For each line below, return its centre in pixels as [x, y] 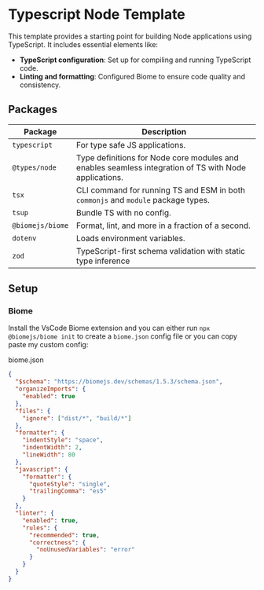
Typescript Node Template [97, 15]
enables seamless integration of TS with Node [161, 167]
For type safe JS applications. [131, 145]
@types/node [35, 167]
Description [164, 131]
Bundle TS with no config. [123, 212]
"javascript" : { [42, 469]
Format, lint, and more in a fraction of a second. [163, 225]
